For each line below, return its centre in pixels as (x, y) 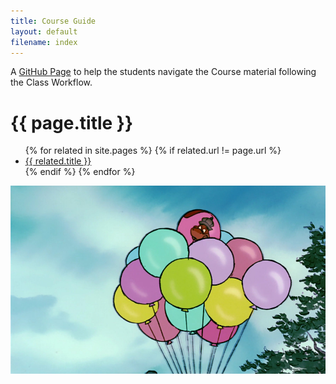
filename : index (44, 42)
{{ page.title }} (72, 122)
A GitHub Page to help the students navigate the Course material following (163, 72)
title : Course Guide (53, 21)
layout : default (44, 31)
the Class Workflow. (51, 82)
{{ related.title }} (58, 161)
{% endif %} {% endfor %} (80, 172)
